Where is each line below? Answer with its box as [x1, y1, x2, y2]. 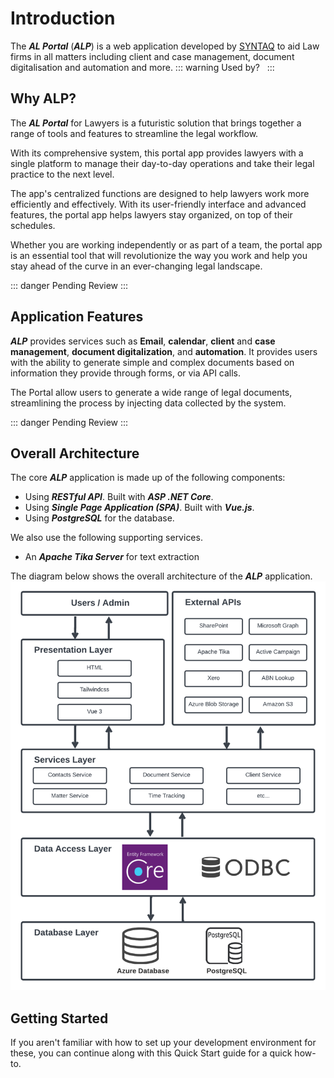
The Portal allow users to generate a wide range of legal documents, [10, 386, 293, 398]
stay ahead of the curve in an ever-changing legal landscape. [10, 260, 263, 272]
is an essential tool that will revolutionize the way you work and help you [10, 249, 308, 261]
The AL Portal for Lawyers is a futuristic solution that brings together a [10, 117, 302, 129]
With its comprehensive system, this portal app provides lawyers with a [10, 147, 304, 159]
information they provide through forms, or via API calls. [10, 367, 242, 379]
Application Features [10, 308, 144, 326]
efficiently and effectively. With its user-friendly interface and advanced [10, 198, 307, 210]
